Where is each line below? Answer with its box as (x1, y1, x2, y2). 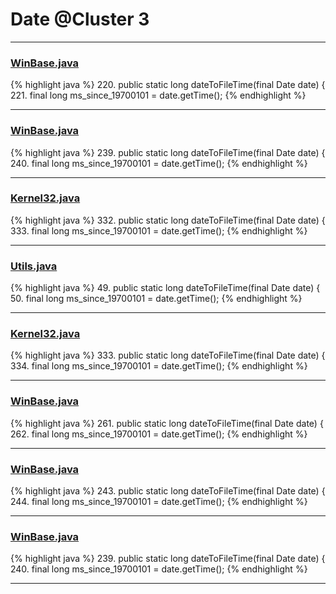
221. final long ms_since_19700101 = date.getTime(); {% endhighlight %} (10, 89, 307, 102)
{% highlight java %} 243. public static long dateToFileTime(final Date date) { (10, 485, 326, 497)
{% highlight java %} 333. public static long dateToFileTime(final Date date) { (10, 349, 326, 362)
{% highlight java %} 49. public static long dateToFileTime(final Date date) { (10, 282, 321, 294)
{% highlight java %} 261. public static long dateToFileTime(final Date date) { (10, 417, 324, 429)
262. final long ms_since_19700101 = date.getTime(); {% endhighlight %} (10, 428, 308, 440)
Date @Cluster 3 (10, 8, 150, 31)
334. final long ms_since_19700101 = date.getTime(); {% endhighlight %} (10, 360, 308, 372)
